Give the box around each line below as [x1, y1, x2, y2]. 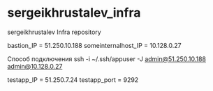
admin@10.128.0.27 [7, 62, 63, 70]
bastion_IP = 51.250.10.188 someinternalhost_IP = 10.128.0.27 [7, 41, 182, 49]
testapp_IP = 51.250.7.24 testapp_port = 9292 [7, 75, 139, 84]
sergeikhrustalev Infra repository [7, 28, 101, 36]
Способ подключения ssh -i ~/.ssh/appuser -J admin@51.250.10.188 [7, 54, 206, 63]
